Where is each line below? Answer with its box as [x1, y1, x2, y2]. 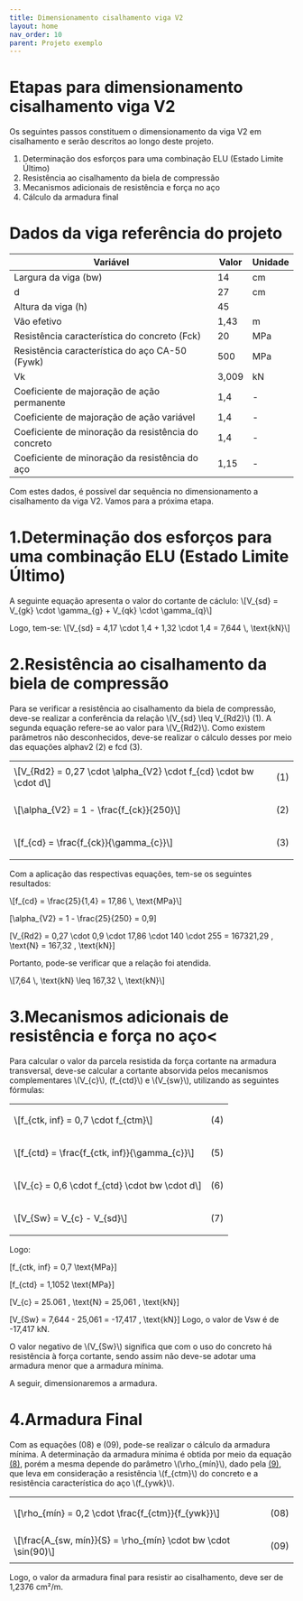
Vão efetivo [14, 315, 62, 328]
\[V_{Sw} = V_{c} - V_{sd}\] [14, 1211, 128, 1224]
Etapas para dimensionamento [9, 78, 243, 97]
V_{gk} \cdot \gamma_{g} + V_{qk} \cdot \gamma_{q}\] [9, 606, 213, 616]
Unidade [252, 256, 289, 269]
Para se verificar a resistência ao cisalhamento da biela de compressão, [9, 703, 277, 714]
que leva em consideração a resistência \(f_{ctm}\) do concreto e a [9, 1467, 259, 1478]
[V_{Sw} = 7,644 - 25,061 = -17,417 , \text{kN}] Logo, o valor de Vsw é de [9, 1314, 280, 1325]
